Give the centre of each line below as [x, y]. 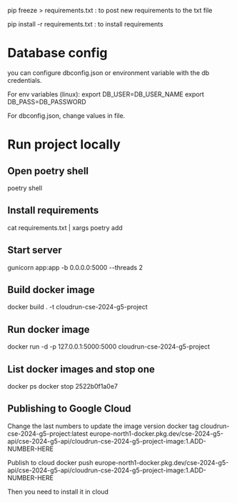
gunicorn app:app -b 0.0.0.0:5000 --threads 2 [75, 267]
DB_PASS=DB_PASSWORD [47, 101]
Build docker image [51, 290]
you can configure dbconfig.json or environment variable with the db [109, 73]
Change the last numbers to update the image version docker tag [103, 426]
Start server [35, 250]
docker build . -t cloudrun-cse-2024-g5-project [77, 307]
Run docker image [49, 329]
